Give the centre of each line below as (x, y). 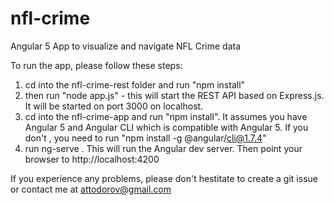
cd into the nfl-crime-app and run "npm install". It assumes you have (166, 116)
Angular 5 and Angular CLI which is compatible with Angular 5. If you (166, 127)
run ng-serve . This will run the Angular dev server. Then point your (163, 148)
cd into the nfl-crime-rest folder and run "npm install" (135, 84)
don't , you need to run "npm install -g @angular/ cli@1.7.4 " (145, 138)
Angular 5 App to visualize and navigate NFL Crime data (126, 46)
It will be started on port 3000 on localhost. (114, 106)
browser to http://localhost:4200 (92, 159)
